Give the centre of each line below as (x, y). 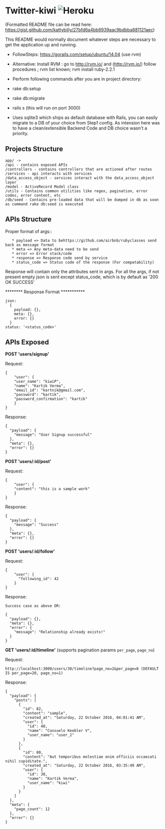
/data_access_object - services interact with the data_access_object (80, 178)
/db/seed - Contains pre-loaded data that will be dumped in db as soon (82, 200)
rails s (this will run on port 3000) (46, 108)
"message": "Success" (36, 525)
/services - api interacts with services (49, 174)
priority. (20, 133)
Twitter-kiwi (31, 11)
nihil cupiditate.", (27, 761)
